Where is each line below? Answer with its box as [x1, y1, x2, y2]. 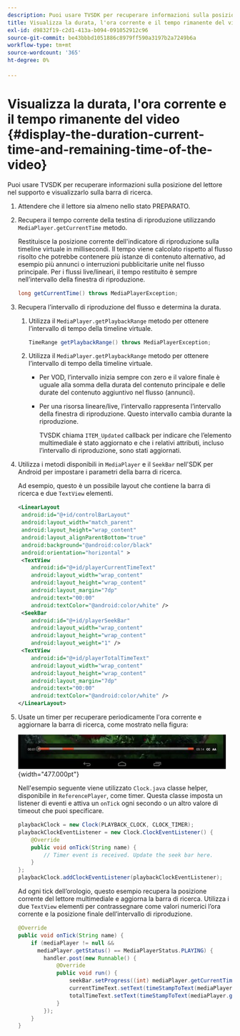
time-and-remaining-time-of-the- [7, 141, 213, 157]
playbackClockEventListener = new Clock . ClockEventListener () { [17, 829, 214, 836]
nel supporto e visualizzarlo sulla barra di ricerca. [7, 188, 153, 196]
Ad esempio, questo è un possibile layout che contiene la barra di [17, 482, 211, 490]
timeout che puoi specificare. [17, 807, 104, 815]
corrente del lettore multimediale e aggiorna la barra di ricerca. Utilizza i [17, 895, 230, 903]
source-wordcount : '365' [7, 49, 81, 56]
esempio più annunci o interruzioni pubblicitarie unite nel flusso [17, 259, 205, 268]
